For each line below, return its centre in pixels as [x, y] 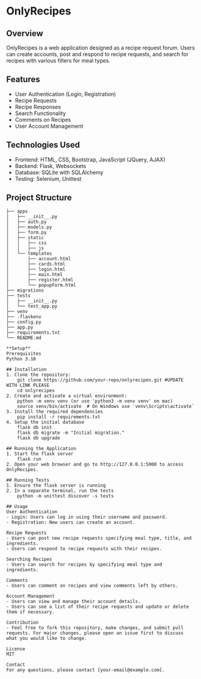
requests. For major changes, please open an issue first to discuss [95, 633]
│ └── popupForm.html [41, 285]
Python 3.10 [21, 359]
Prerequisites [24, 354]
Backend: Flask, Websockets [50, 166]
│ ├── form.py [26, 233]
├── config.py [24, 322]
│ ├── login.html [36, 269]
